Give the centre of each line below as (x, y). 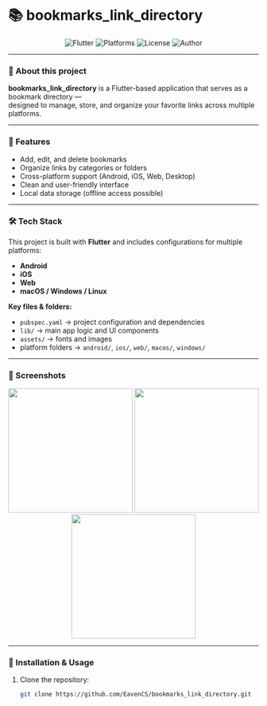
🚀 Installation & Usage (51, 663)
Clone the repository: (54, 680)
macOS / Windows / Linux (63, 291)
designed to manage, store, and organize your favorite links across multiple (132, 105)
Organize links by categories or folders (83, 167)
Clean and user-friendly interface (74, 185)
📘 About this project (48, 71)
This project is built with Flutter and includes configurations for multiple (126, 242)
